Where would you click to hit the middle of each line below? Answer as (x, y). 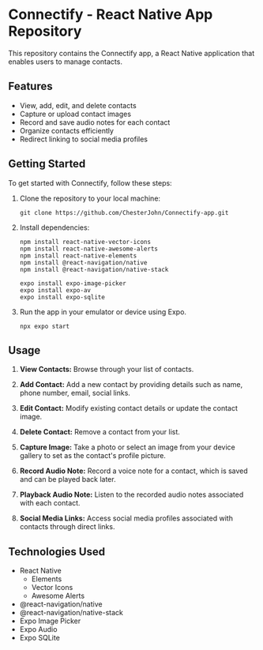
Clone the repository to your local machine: (90, 198)
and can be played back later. (68, 479)
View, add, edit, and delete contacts (78, 105)
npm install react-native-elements (78, 255)
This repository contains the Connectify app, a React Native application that (131, 53)
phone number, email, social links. (75, 393)
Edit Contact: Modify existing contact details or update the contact (129, 408)
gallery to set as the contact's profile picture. (92, 456)
